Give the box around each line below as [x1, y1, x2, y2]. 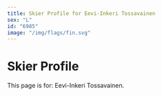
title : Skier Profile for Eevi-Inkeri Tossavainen [7, 10, 156, 17]
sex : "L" [7, 16, 32, 23]
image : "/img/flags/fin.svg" [7, 29, 91, 36]
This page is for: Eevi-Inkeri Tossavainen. [7, 82, 125, 90]
